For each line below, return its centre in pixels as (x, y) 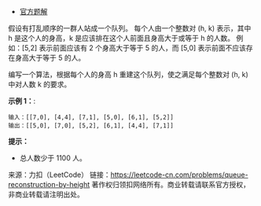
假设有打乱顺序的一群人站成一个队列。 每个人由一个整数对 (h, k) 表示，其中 (130, 28)
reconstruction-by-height (49, 184)
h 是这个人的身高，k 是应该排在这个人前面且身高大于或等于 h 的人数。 (121, 38)
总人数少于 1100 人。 (53, 158)
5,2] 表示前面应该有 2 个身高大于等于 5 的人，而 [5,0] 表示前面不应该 (135, 48)
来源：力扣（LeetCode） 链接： (60, 175)
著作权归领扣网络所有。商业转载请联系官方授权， (171, 184)
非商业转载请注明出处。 (46, 194)
